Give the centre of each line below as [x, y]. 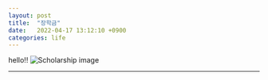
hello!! [18, 60]
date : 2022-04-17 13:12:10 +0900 [67, 30]
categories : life [37, 38]
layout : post [30, 15]
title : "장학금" [35, 23]
